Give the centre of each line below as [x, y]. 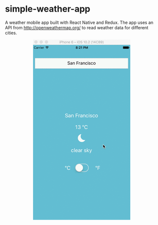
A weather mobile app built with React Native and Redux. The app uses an [79, 22]
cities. [11, 33]
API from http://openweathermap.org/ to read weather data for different [77, 27]
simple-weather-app [48, 9]
